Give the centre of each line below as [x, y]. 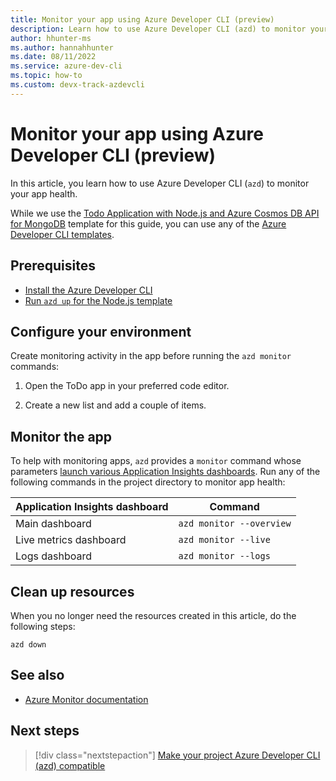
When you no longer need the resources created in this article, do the [153, 615]
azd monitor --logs [224, 556]
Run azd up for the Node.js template [98, 300]
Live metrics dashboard [71, 540]
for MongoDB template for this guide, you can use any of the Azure [148, 223]
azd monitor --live [224, 540]
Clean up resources [72, 591]
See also [37, 675]
